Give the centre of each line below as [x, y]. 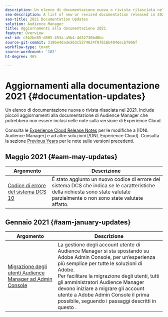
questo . [67, 307]
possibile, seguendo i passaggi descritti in [107, 301]
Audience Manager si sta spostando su [103, 251]
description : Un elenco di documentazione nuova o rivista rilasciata [80, 10]
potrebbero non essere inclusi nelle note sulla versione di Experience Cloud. [83, 121]
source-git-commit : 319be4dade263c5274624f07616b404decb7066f [71, 43]
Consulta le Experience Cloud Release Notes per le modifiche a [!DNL [77, 130]
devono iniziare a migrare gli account [101, 288]
